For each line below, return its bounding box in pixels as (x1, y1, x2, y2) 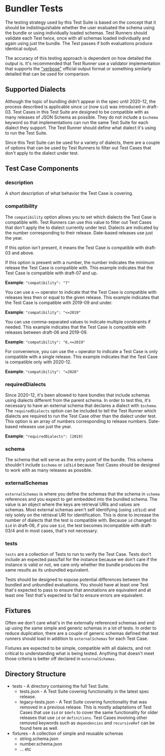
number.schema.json (19, 741, 63, 747)
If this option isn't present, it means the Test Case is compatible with (5, 244, 144, 250)
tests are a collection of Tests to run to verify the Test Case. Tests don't (5, 551, 151, 557)
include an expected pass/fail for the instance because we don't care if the (5, 556, 158, 562)
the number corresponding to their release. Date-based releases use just (5, 229, 153, 235)
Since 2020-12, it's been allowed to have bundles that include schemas (5, 392, 150, 398)
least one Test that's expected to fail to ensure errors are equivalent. (5, 592, 144, 598)
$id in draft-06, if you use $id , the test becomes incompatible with (5, 522, 140, 528)
